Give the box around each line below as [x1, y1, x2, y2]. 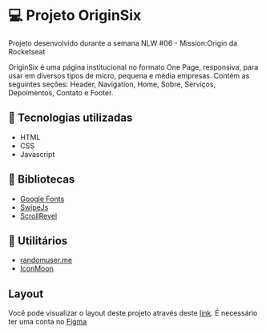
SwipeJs [19, 202, 49, 212]
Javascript [19, 149, 55, 159]
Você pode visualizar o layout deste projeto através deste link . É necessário [8, 308, 258, 318]
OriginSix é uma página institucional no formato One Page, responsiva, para [8, 62, 259, 72]
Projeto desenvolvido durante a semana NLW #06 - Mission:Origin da [8, 38, 238, 48]
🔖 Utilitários [8, 234, 68, 247]
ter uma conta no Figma [8, 317, 87, 327]
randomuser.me [19, 256, 73, 265]
